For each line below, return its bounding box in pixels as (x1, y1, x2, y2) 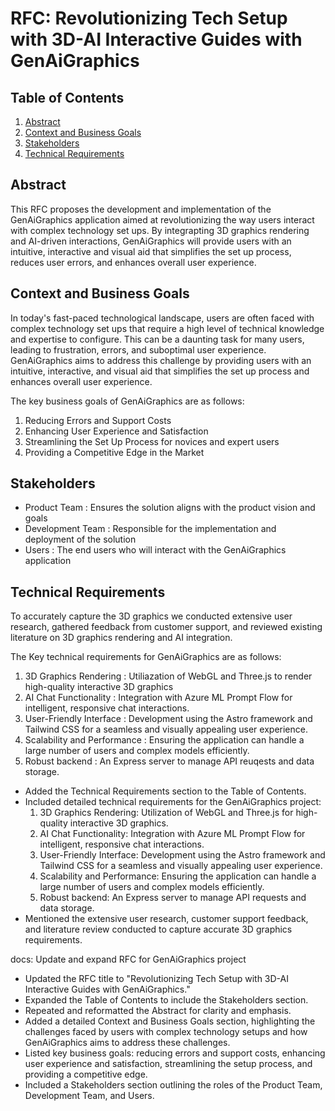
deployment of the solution (24, 533, 137, 546)
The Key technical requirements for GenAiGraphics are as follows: (10, 651, 282, 663)
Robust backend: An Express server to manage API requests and (39, 892, 307, 904)
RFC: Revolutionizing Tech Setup (10, 7, 288, 30)
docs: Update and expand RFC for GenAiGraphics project (10, 953, 247, 966)
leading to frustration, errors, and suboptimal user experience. (10, 343, 267, 356)
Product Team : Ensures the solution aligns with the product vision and (24, 502, 316, 514)
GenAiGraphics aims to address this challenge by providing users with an (10, 354, 312, 366)
